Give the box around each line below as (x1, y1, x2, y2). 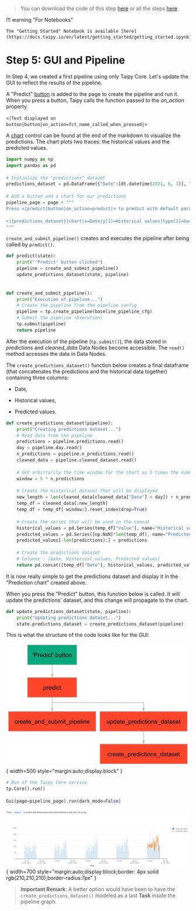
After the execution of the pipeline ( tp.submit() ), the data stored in (6, 338, 167, 345)
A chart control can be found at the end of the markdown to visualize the (6, 132, 181, 139)
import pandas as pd (6, 162, 57, 169)
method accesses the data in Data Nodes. (6, 350, 107, 357)
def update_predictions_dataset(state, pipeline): (6, 608, 132, 614)
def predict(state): (6, 253, 57, 259)
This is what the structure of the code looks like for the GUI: (6, 632, 150, 639)
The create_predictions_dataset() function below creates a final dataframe (6, 361, 189, 368)
